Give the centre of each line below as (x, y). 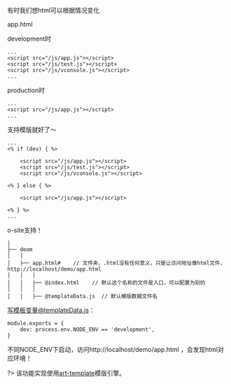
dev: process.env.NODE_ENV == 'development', (87, 329)
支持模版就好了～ (32, 129)
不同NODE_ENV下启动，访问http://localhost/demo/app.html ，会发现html (113, 349)
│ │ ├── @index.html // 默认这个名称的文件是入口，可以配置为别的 (106, 283)
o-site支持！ (25, 230)
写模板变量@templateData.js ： (51, 310)
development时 (29, 38)
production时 (26, 90)
